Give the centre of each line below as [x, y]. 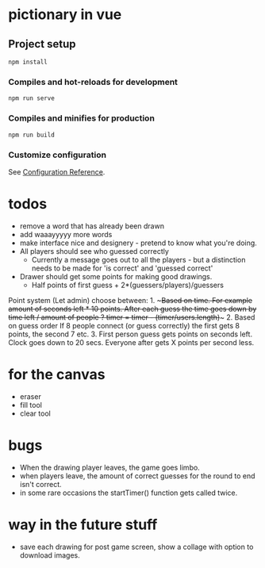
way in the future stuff [83, 524]
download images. [50, 555]
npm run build [32, 135]
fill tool [31, 405]
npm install [28, 62]
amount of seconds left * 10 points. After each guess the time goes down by [132, 309]
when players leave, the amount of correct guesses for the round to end [137, 476]
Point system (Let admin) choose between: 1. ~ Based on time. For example [130, 300]
